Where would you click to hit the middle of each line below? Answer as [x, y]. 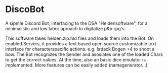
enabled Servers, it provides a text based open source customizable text [81, 43]
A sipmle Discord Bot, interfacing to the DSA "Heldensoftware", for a [76, 23]
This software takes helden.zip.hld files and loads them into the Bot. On [80, 38]
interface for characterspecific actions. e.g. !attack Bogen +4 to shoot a [80, 49]
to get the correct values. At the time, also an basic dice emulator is [75, 59]
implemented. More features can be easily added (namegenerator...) [76, 65]
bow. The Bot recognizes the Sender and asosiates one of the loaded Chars [84, 54]
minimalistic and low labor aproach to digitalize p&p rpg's [65, 28]
